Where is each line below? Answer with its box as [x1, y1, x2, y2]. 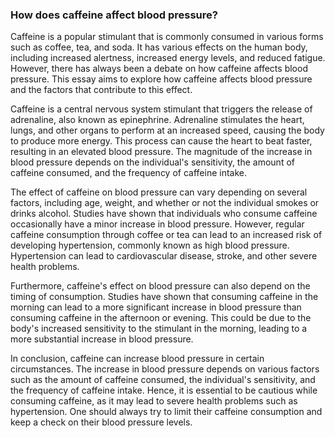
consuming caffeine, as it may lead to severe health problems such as [10, 395, 298, 407]
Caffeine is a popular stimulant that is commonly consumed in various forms [10, 31, 324, 43]
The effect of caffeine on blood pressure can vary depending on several [10, 186, 308, 198]
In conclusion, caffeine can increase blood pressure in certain [10, 353, 265, 365]
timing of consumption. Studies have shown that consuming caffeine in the [10, 291, 319, 303]
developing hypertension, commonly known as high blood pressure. [10, 239, 290, 252]
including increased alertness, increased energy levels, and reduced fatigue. [10, 52, 326, 64]
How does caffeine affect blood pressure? [10, 8, 218, 22]
